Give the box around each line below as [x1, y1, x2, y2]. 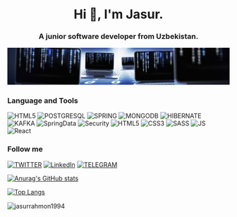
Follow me [7, 144, 44, 154]
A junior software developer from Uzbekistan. [38, 32, 199, 42]
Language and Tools [7, 96, 79, 106]
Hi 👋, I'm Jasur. [73, 6, 164, 23]
